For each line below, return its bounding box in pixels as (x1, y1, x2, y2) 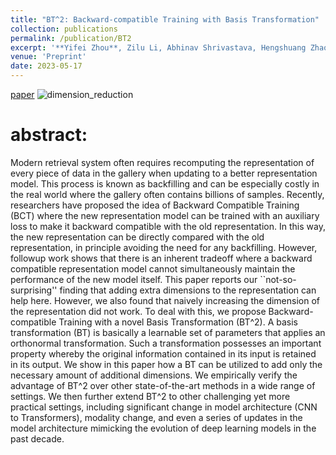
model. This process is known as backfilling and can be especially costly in (10, 177, 320, 190)
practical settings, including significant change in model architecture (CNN (10, 401, 318, 413)
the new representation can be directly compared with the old (10, 231, 265, 243)
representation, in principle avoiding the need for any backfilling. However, (10, 241, 318, 253)
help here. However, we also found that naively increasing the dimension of (10, 294, 321, 306)
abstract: (10, 124, 88, 146)
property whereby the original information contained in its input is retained (10, 347, 317, 360)
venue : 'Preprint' (10, 52, 87, 62)
